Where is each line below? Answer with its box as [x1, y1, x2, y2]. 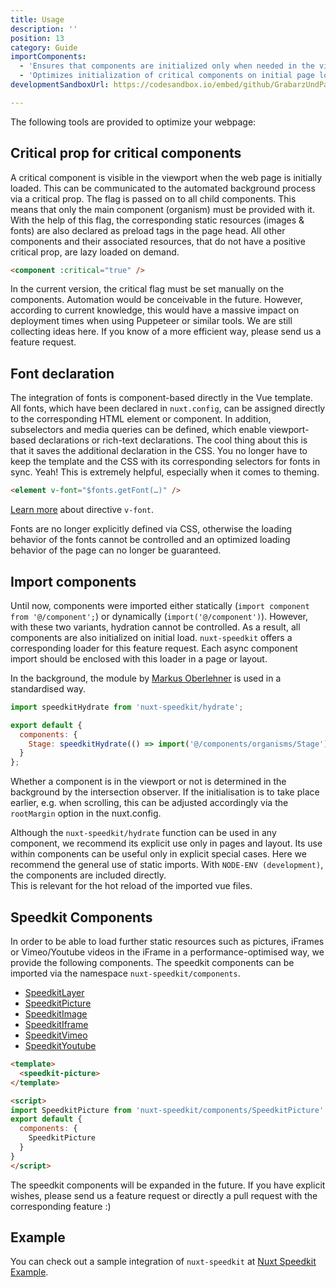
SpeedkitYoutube [24, 1040, 97, 1051]
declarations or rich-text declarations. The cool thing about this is [38, 434, 308, 446]
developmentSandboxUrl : [10, 80, 110, 90]
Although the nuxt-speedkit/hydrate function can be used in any [10, 827, 277, 839]
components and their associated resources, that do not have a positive [10, 235, 306, 247]
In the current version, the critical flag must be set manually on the [10, 283, 285, 295]
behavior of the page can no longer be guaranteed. [10, 544, 222, 556]
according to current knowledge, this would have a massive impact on [10, 304, 300, 316]
